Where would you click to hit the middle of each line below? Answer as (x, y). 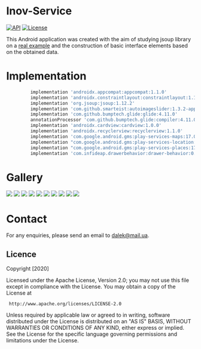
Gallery (25, 177)
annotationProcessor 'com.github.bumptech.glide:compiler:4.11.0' (115, 120)
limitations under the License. (42, 341)
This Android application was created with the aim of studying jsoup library (99, 39)
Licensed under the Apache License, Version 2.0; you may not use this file (98, 280)
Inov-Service (39, 11)
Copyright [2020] (28, 269)
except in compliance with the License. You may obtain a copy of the (91, 287)
